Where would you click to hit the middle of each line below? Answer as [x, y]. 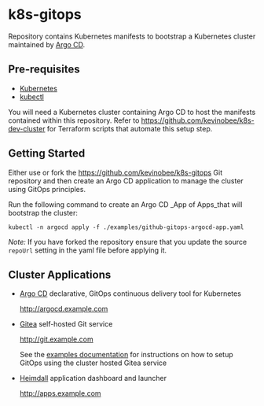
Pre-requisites [44, 70]
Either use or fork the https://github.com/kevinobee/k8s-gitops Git [115, 172]
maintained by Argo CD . [47, 44]
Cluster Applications [60, 274]
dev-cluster [27, 128]
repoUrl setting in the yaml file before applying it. [88, 250]
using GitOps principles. [47, 189]
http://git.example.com [56, 339]
